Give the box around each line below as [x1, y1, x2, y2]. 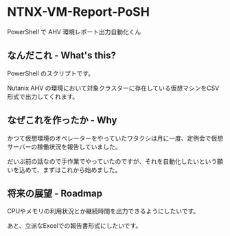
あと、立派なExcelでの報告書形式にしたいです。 [7, 222, 142, 230]
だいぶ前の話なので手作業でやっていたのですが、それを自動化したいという [7, 157, 218, 165]
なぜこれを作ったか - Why [7, 115, 117, 126]
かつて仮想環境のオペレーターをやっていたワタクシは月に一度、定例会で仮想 [7, 134, 224, 142]
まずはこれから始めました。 [43, 165, 122, 174]
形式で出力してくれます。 [7, 92, 79, 100]
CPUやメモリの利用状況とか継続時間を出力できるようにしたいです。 [7, 207, 200, 215]
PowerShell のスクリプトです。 [7, 69, 95, 78]
